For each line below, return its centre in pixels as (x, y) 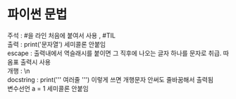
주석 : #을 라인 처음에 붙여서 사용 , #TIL (62, 35)
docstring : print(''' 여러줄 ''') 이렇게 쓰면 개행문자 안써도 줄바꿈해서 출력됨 (110, 79)
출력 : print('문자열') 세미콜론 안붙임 (57, 44)
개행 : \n (19, 71)
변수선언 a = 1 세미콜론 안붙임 (48, 88)
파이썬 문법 (37, 14)
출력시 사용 (36, 62)
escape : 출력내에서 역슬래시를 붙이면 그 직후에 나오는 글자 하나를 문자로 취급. (114, 53)
